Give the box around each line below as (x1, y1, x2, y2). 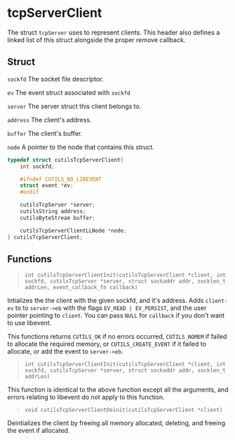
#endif (20, 188, 39, 196)
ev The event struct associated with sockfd (7, 88, 131, 96)
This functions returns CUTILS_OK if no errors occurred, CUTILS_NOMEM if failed (7, 332, 227, 341)
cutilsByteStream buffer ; (20, 214, 96, 221)
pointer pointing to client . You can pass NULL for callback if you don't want (7, 311, 225, 320)
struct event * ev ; (20, 182, 74, 189)
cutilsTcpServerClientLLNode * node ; (20, 227, 128, 234)
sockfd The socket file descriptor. (7, 75, 104, 83)
